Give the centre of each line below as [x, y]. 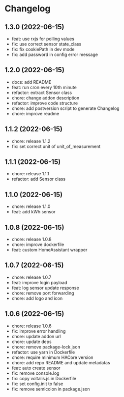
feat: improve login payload [39, 282]
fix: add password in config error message [55, 54]
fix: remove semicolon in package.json [51, 389]
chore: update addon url [36, 336]
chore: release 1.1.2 [31, 141]
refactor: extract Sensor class [42, 93]
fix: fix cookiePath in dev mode [43, 49]
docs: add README [31, 82]
